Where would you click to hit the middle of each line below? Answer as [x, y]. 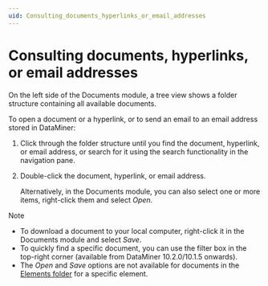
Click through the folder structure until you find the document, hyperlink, [140, 143]
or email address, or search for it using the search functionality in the [134, 151]
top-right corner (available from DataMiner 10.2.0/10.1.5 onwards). [129, 256]
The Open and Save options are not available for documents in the [130, 265]
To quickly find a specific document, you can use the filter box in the [133, 248]
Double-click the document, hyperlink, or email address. [113, 176]
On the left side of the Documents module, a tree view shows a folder [123, 95]
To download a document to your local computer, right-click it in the [132, 231]
